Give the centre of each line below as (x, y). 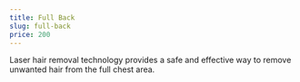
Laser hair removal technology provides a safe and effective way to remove (150, 60)
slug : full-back (40, 26)
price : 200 (30, 34)
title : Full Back (42, 18)
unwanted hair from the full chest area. (82, 69)
